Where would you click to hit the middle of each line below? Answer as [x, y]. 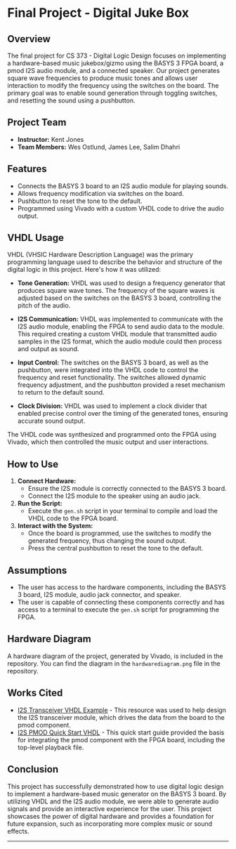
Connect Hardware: [47, 481]
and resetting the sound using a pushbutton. [71, 100]
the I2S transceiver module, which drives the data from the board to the [121, 717]
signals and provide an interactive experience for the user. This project [110, 808]
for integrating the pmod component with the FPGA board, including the [121, 739]
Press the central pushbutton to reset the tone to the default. [116, 548]
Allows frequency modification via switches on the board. [100, 193]
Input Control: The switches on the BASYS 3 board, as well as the [113, 362]
